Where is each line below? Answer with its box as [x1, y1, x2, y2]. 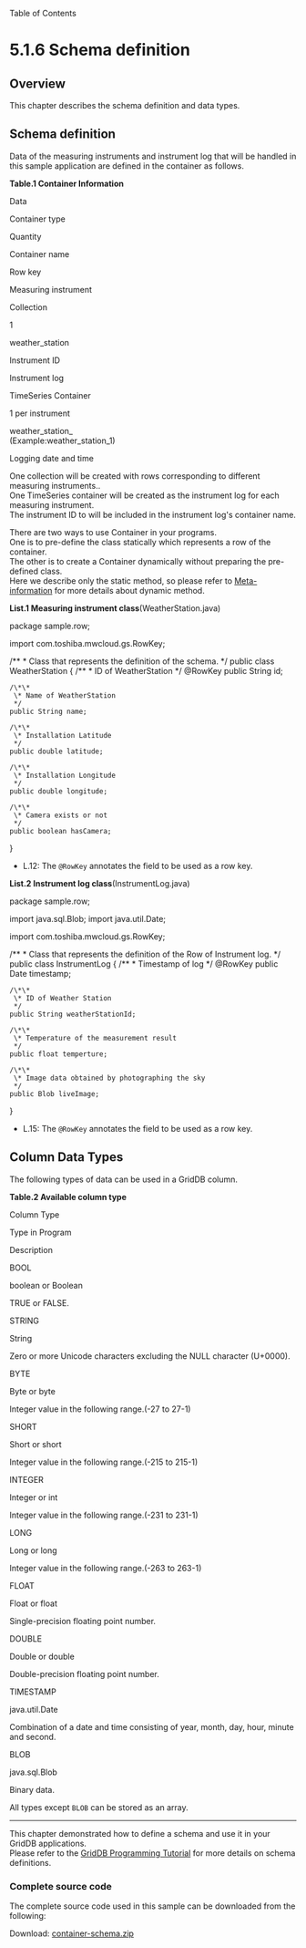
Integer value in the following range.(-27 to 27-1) [9, 1404, 191, 1414]
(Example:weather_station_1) [9, 435, 116, 446]
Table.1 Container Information [9, 178, 125, 189]
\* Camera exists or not [13, 811, 107, 820]
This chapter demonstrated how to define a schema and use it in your [9, 1828, 270, 1839]
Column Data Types [9, 1149, 124, 1166]
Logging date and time [9, 452, 94, 463]
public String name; [9, 707, 88, 716]
